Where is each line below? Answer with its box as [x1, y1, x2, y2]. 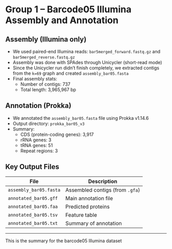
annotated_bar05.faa [8, 203, 58, 210]
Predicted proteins [65, 203, 110, 210]
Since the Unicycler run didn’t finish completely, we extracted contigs [12, 65, 160, 71]
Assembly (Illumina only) [5, 35, 87, 44]
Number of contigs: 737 [20, 81, 71, 87]
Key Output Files [5, 162, 59, 171]
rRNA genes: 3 [20, 137, 52, 143]
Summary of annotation [65, 219, 122, 226]
